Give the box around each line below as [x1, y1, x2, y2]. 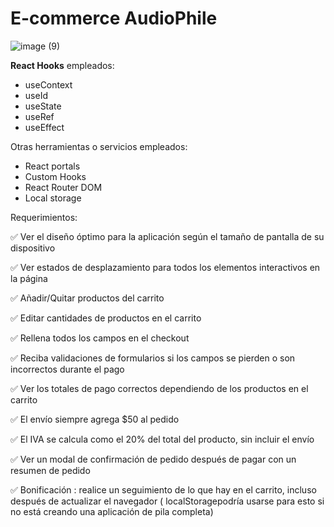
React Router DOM [24, 181, 103, 193]
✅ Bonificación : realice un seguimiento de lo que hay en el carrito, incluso [10, 483, 317, 496]
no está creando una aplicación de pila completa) [10, 505, 214, 517]
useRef [24, 110, 55, 122]
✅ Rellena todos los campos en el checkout [10, 332, 190, 344]
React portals [24, 160, 81, 172]
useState [24, 100, 62, 112]
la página [10, 272, 48, 284]
